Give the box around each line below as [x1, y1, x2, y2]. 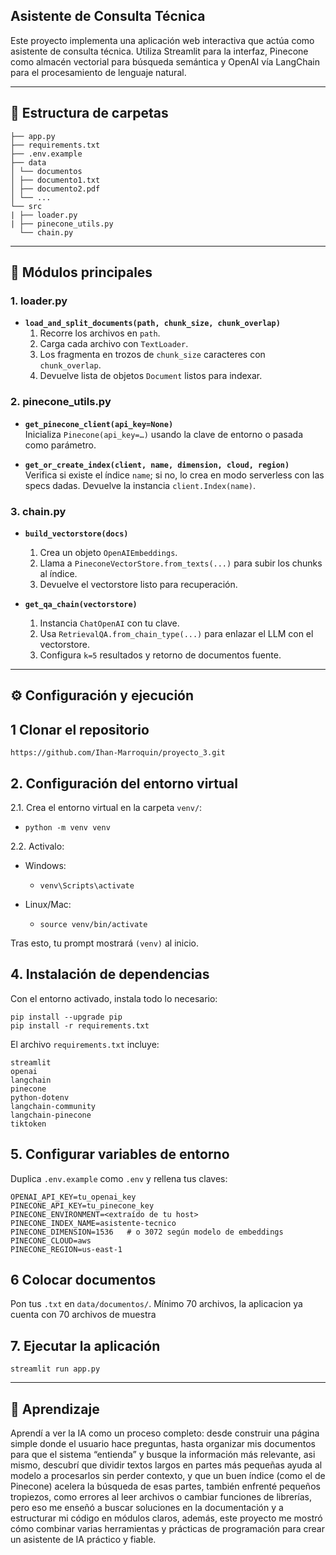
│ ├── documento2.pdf [10, 184, 101, 194]
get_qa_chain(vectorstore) [24, 599, 138, 609]
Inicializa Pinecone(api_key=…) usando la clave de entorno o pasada [24, 428, 304, 440]
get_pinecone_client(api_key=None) [24, 419, 174, 429]
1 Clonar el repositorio [10, 721, 150, 738]
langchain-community [10, 1101, 97, 1111]
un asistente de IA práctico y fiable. [10, 1533, 157, 1545]
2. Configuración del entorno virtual [10, 775, 238, 792]
